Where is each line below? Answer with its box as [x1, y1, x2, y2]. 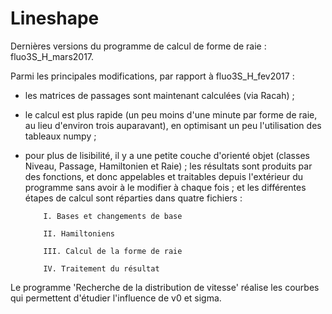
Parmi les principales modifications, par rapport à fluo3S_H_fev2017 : [10, 70, 295, 82]
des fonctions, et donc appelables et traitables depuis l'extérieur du [24, 170, 304, 182]
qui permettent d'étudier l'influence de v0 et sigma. [10, 292, 222, 304]
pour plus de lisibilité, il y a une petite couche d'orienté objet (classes [24, 149, 310, 161]
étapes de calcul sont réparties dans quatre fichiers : [24, 192, 243, 204]
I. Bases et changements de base [43, 211, 183, 221]
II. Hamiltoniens [43, 228, 115, 239]
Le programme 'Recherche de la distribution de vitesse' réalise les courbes [10, 281, 320, 293]
